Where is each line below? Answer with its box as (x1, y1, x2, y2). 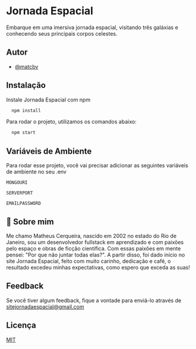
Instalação (6, 80, 46, 90)
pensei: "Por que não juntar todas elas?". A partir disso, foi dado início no (6, 251, 185, 258)
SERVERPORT (6, 190, 33, 196)
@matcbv (14, 63, 39, 70)
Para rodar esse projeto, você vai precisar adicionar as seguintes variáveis (6, 162, 188, 169)
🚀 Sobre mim (6, 217, 55, 227)
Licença (6, 321, 37, 331)
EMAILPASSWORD (6, 201, 42, 207)
